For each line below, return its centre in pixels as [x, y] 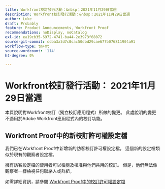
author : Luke [18, 19]
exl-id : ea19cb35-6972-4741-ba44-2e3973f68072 [54, 37]
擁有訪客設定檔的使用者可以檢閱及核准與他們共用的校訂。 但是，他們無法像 [81, 165]
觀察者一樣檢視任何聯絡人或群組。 [40, 171]
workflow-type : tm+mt [27, 46]
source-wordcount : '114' [31, 51]
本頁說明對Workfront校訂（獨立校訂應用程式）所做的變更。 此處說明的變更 [81, 112]
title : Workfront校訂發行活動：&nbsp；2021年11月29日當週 [61, 10]
